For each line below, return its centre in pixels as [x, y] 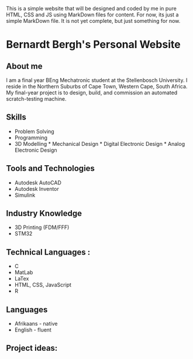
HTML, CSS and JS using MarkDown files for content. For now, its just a [92, 15]
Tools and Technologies [51, 168]
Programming [31, 138]
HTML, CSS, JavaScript [43, 285]
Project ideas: [32, 348]
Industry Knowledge [44, 213]
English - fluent [33, 330]
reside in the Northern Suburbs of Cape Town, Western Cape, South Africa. [97, 86]
